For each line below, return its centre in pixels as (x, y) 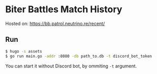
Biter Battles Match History (64, 9)
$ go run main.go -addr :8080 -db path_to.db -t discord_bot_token (79, 56)
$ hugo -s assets (24, 51)
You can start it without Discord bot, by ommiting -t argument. (71, 66)
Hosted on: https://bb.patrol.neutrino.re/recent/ (55, 23)
